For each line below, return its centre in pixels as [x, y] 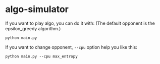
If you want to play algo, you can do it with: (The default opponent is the [80, 23]
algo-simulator [37, 9]
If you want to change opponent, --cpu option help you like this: [71, 47]
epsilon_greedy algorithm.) [33, 28]
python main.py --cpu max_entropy [42, 56]
